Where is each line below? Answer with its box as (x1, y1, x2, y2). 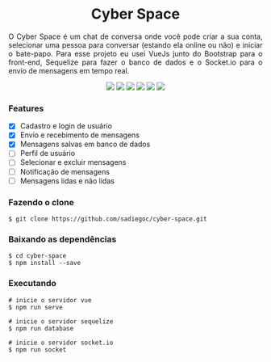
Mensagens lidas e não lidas (19, 175, 115, 186)
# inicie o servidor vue (8, 296, 92, 304)
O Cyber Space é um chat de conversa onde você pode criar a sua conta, (8, 32, 263, 41)
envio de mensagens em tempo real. (8, 65, 130, 75)
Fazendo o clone (8, 196, 74, 208)
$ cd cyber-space (8, 252, 67, 260)
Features (8, 103, 44, 114)
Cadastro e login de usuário (19, 121, 113, 131)
